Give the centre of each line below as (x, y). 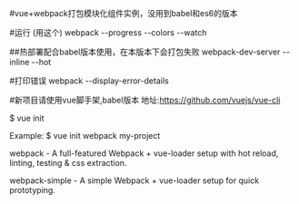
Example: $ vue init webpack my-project (85, 136)
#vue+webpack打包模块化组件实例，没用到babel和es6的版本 (124, 13)
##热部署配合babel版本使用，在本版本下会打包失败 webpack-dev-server (145, 52)
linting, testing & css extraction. (68, 163)
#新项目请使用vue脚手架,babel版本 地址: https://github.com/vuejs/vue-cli (145, 100)
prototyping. (33, 190)
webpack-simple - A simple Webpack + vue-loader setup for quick (135, 180)
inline (20, 62)
